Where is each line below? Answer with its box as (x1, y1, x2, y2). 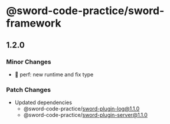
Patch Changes (6, 85, 51, 93)
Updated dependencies (14, 99, 73, 106)
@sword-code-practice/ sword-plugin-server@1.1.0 (23, 112, 148, 119)
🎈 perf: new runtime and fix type (14, 71, 94, 78)
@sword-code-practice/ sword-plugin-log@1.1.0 (23, 105, 140, 112)
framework (6, 16, 61, 30)
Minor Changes (6, 58, 51, 66)
